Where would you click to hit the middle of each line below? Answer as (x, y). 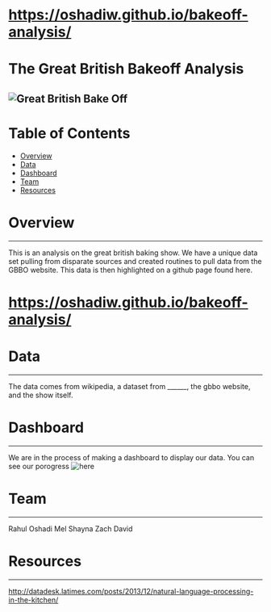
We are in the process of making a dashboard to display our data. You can (131, 457)
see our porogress (39, 466)
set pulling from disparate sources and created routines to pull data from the (135, 261)
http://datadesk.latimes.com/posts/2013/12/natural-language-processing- (131, 591)
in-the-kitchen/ (33, 600)
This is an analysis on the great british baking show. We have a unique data (133, 253)
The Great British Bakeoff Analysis (126, 69)
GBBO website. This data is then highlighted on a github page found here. (131, 270)
